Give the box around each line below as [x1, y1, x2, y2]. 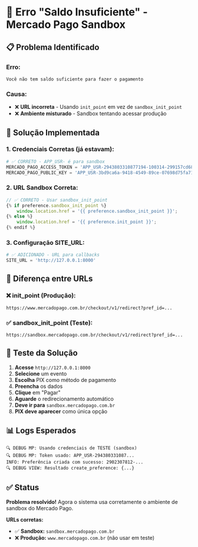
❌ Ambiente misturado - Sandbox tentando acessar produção [14, 110, 167, 117]
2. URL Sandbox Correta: [6, 183, 78, 192]
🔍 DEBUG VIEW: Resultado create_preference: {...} [6, 465, 134, 471]
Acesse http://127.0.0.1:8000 [14, 364, 91, 371]
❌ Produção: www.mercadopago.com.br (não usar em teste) [14, 534, 155, 541]
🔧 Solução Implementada [6, 127, 100, 138]
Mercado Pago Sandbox [6, 18, 126, 31]
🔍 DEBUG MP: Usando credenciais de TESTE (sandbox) [6, 445, 137, 451]
